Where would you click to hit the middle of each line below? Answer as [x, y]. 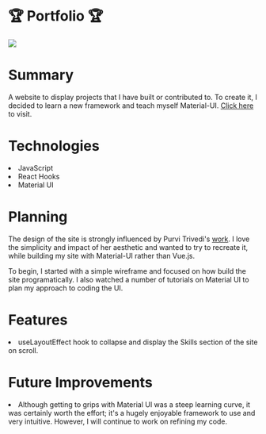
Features [38, 320]
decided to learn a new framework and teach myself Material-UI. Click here [131, 106]
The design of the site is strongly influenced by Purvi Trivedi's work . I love [129, 239]
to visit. [20, 113]
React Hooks [39, 176]
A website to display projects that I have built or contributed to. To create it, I [133, 97]
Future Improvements [80, 382]
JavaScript [36, 167]
